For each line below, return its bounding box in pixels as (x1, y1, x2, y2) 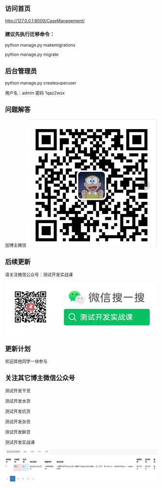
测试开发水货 (5, 398, 30, 404)
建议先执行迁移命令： (5, 31, 55, 37)
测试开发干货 (5, 388, 30, 393)
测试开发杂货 (5, 419, 30, 424)
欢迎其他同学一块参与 (5, 358, 47, 364)
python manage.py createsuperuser (5, 80, 76, 86)
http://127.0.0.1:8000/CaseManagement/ (5, 17, 85, 23)
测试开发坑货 (5, 408, 30, 414)
